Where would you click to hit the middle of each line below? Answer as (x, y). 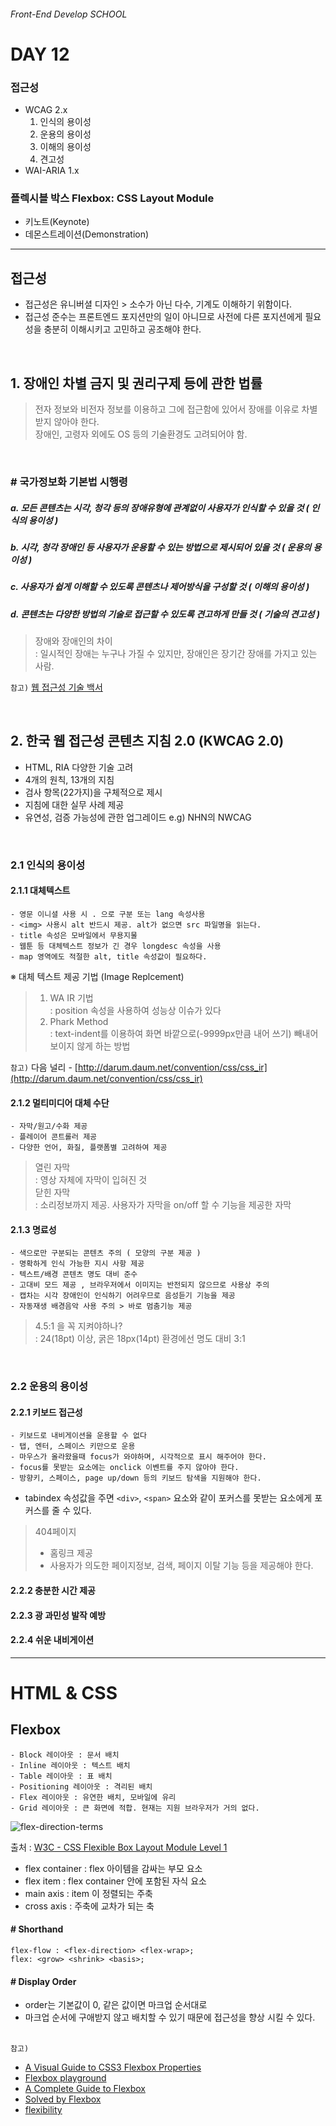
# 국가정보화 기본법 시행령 (69, 482)
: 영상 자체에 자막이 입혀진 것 (91, 1180)
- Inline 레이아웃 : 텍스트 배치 (70, 1765)
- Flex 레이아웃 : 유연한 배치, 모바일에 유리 (93, 1797)
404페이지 (55, 1532)
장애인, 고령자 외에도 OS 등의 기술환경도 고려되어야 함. (141, 434)
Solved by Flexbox (63, 2099)
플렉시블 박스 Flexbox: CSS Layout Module (112, 198)
